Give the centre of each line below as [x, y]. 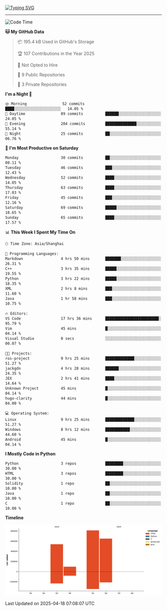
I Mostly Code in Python [30, 454]
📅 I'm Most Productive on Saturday [42, 148]
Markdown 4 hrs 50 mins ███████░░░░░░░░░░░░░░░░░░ [83, 259]
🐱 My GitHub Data [25, 32]
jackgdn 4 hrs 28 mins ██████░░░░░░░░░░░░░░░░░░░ [83, 369]
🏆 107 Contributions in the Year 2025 [56, 53]
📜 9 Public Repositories [41, 75]
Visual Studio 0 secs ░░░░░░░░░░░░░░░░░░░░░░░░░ [83, 339]
